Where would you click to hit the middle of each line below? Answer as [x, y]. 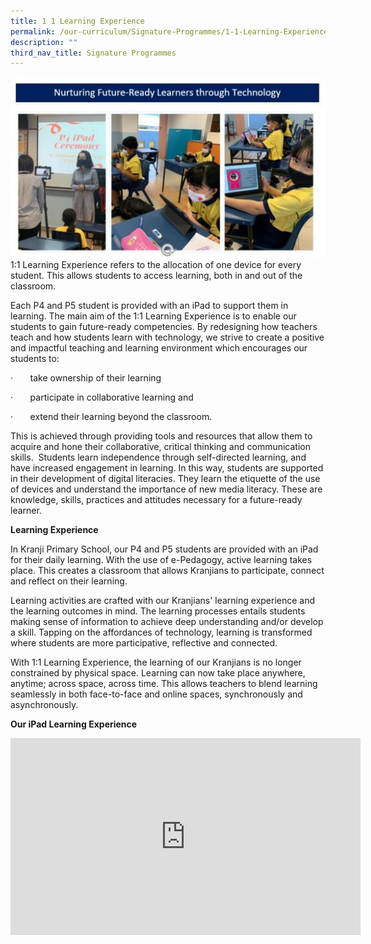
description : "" [44, 42]
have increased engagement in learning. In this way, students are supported [167, 468]
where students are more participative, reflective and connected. [144, 643]
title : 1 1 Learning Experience [77, 21]
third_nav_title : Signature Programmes [93, 53]
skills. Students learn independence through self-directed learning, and [158, 457]
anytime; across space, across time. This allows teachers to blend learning [164, 684]
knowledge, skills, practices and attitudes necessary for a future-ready [156, 500]
